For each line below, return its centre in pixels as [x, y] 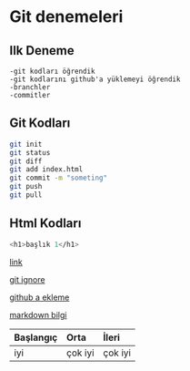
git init [26, 144]
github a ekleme [40, 297]
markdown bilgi [38, 314]
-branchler [30, 88]
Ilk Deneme [42, 51]
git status [30, 152]
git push [26, 187]
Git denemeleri [66, 17]
